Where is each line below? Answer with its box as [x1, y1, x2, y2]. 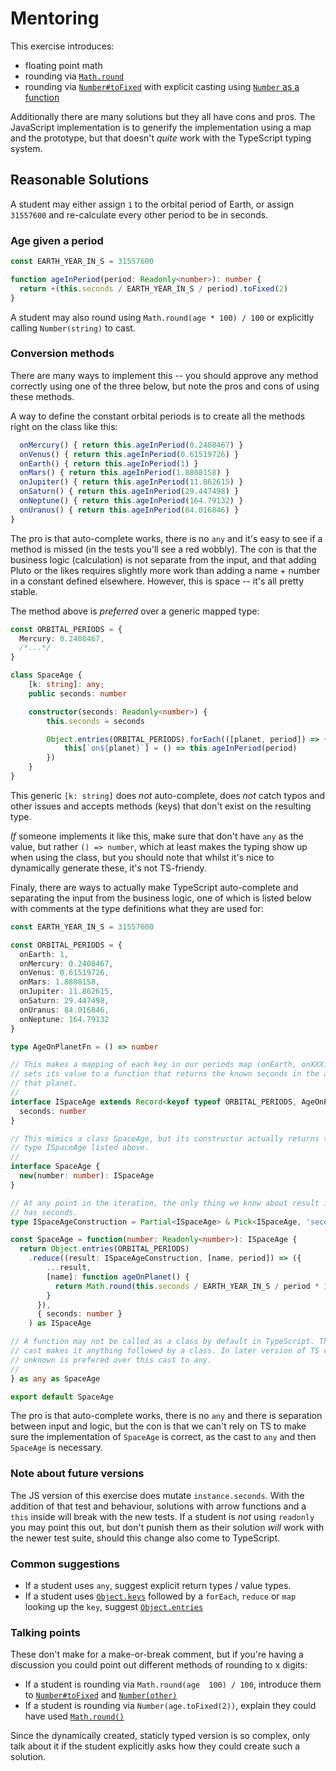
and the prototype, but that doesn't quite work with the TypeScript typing [10, 132, 312, 144]
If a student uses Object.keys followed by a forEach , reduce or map [24, 1590, 297, 1602]
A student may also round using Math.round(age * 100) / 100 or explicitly [10, 311, 315, 323]
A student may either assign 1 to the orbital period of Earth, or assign [10, 198, 295, 210]
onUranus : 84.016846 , [19, 1005, 110, 1015]
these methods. [10, 390, 75, 402]
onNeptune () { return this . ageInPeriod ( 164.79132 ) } [19, 496, 244, 506]
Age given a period [10, 233, 104, 247]
